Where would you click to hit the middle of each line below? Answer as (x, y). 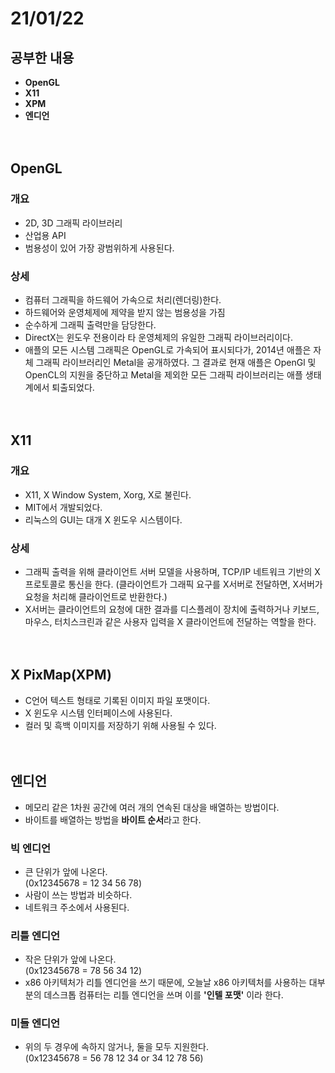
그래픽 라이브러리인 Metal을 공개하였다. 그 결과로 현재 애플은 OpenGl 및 (176, 362)
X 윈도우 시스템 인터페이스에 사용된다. (98, 713)
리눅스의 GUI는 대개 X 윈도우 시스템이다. (103, 519)
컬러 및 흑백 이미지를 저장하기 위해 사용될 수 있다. (120, 725)
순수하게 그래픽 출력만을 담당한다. (90, 324)
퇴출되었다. (73, 387)
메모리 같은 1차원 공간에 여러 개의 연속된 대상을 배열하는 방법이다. (152, 807)
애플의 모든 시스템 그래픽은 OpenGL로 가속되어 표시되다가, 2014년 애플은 (168, 349)
